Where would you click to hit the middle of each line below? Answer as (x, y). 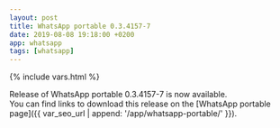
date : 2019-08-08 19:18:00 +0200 (72, 34)
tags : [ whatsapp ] (42, 51)
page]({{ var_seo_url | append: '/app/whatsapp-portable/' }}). (123, 114)
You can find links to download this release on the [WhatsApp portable (140, 104)
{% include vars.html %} (55, 77)
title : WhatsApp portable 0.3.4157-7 (80, 26)
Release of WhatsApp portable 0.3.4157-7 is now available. (118, 95)
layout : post (34, 18)
